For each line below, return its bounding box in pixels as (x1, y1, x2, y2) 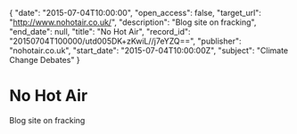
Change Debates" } (9, 55, 80, 65)
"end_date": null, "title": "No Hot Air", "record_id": (9, 27, 191, 36)
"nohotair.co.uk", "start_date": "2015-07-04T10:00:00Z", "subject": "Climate (9, 45, 289, 56)
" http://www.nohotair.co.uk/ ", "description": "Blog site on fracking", (9, 17, 257, 28)
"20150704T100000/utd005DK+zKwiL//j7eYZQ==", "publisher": (9, 35, 242, 46)
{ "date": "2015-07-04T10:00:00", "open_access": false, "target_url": (9, 8, 261, 18)
